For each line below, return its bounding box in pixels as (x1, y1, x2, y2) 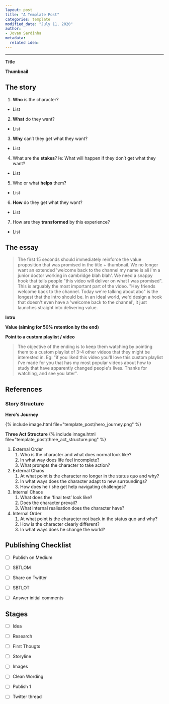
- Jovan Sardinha (5, 31, 42, 36)
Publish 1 (12, 683, 31, 690)
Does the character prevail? (20, 500, 77, 506)
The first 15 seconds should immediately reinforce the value (17, 256, 142, 262)
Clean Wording (12, 673, 44, 680)
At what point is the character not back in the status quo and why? (20, 516, 157, 522)
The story (5, 83, 37, 92)
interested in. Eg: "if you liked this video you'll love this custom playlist (17, 355, 163, 361)
